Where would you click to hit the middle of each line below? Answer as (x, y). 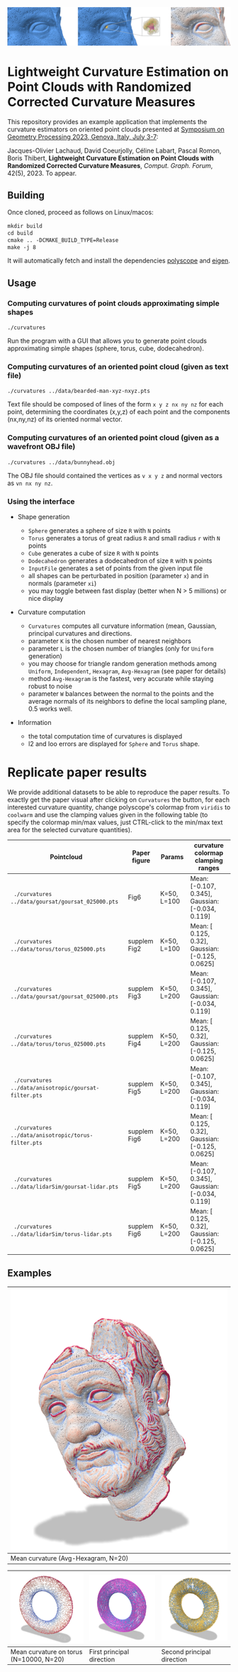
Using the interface (41, 502)
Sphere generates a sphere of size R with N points (100, 530)
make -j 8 (22, 248)
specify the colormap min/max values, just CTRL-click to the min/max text (115, 822)
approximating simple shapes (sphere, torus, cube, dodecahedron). (106, 348)
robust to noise (50, 686)
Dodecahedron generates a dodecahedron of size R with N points (120, 560)
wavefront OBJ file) (41, 447)
